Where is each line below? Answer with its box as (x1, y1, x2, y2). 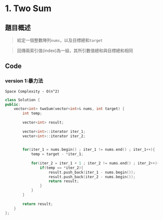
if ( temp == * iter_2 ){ (39, 165, 83, 170)
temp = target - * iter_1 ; (31, 152, 83, 157)
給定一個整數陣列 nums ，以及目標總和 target (16, 37, 103, 43)
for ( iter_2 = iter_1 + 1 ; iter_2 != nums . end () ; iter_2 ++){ (31, 161, 160, 165)
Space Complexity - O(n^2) (5, 89, 60, 94)
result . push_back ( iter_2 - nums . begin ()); (48, 174, 136, 179)
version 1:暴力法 (5, 77, 44, 84)
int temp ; (22, 111, 42, 116)
